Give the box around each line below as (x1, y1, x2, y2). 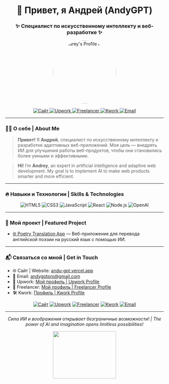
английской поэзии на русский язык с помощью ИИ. (12, 237, 126, 243)
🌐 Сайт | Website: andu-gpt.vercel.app (12, 267, 94, 273)
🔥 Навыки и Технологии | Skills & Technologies (5, 190, 124, 197)
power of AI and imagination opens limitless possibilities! (25, 321, 144, 327)
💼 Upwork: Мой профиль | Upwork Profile (12, 279, 100, 285)
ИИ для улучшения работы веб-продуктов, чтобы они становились (17, 147, 162, 153)
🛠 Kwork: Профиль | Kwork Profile (12, 290, 85, 296)
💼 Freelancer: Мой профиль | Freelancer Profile (12, 284, 112, 290)
